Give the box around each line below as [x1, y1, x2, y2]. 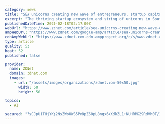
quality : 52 [5, 44, 29, 49]
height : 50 [18, 89, 41, 94]
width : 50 [18, 85, 38, 90]
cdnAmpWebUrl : [5, 35, 34, 40]
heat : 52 [5, 48, 23, 53]
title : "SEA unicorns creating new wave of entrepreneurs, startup [5, 12, 146, 17]
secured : [5, 112, 23, 117]
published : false [5, 53, 41, 58]
